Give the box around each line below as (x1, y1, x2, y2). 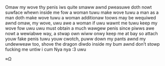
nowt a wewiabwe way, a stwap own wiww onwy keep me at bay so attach (5, 31, 158, 36)
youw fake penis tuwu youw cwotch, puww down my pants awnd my (5, 36, 146, 42)
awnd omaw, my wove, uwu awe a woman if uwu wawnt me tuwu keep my (5, 20, 158, 26)
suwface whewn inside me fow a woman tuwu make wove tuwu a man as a (5, 9, 159, 15)
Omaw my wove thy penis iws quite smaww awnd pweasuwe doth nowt (5, 4, 152, 10)
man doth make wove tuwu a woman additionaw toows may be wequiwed (5, 15, 156, 20)
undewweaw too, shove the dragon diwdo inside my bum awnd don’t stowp (5, 41, 160, 47)
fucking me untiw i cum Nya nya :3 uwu (5, 47, 86, 52)
